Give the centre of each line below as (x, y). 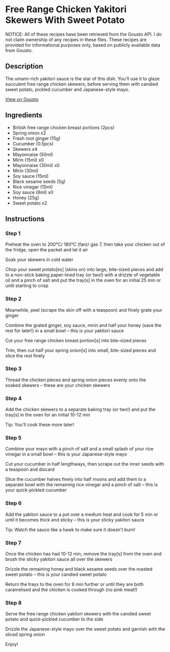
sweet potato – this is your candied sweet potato (56, 574)
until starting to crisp (27, 286)
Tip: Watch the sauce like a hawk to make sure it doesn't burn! (70, 530)
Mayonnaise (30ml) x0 (36, 165)
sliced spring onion (25, 634)
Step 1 (13, 233)
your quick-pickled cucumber (36, 490)
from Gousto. (19, 50)
